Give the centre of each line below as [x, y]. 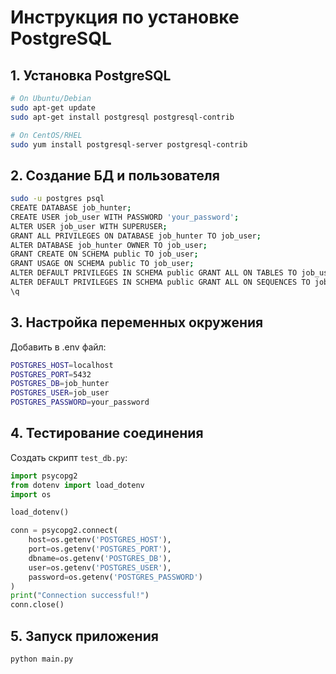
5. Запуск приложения [84, 636]
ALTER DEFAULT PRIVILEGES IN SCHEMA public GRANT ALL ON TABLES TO [154, 273]
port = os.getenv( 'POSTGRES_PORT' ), [100, 549]
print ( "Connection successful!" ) [80, 596]
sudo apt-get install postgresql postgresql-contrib [122, 117]
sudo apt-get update [53, 107]
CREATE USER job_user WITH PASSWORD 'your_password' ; [125, 217]
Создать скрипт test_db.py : [69, 457]
